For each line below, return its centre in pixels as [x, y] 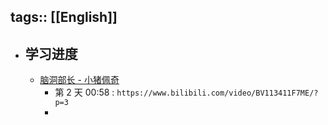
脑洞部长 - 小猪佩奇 [79, 80]
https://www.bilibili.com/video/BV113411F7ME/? [217, 93]
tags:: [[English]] [64, 17]
